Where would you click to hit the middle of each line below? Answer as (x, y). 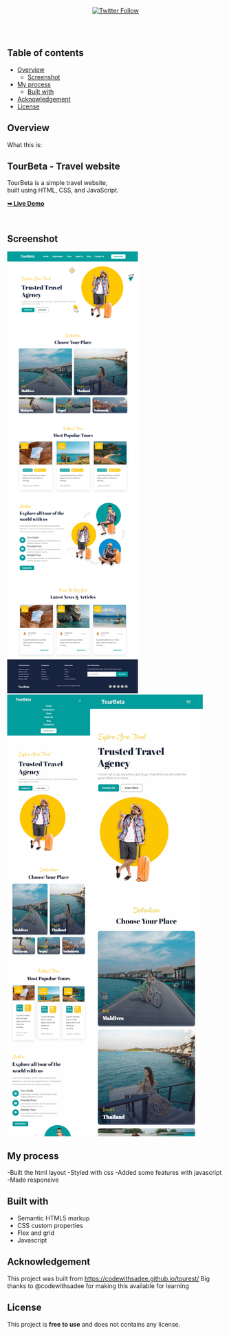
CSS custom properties (50, 1225)
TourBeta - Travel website (64, 167)
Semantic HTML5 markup (53, 1218)
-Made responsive (33, 1180)
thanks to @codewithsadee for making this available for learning (98, 1286)
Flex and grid (36, 1233)
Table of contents (45, 53)
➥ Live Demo (26, 204)
